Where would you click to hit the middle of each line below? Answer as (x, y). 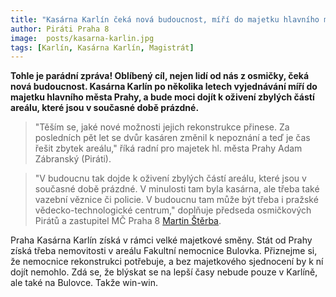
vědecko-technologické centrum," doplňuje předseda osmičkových (173, 210)
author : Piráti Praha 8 (60, 29)
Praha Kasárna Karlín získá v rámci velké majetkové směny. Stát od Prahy (161, 240)
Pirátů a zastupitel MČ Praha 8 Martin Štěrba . (128, 221)
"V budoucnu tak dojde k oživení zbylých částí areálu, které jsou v (170, 178)
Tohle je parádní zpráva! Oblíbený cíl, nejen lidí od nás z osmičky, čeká (160, 76)
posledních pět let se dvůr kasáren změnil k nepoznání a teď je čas (172, 138)
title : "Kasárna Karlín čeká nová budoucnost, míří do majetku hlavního (165, 19)
